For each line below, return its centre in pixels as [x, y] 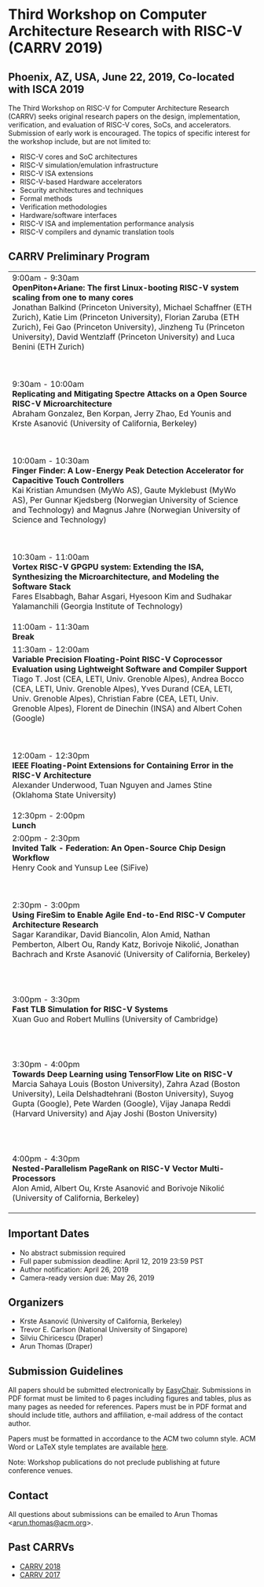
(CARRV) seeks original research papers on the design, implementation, [125, 116]
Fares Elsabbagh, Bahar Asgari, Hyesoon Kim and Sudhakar [122, 596]
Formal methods [46, 199]
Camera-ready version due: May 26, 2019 [87, 1278]
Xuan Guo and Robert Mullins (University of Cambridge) [115, 1018]
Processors [34, 1178]
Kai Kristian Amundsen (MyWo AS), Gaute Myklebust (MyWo [124, 490]
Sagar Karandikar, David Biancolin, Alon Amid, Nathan [111, 934]
